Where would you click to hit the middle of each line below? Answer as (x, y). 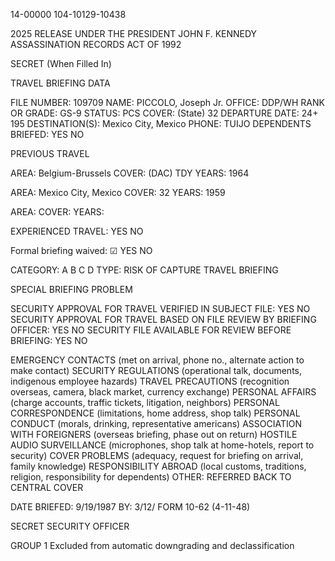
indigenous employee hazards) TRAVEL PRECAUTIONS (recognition (150, 381)
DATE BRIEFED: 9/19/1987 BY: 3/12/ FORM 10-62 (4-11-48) (130, 507)
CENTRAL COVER (47, 487)
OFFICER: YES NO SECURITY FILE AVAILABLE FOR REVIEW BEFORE (151, 330)
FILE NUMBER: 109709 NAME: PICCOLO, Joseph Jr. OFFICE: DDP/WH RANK (167, 102)
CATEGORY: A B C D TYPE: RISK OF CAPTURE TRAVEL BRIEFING (144, 270)
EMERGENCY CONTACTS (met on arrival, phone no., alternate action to (157, 360)
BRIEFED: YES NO (47, 134)
